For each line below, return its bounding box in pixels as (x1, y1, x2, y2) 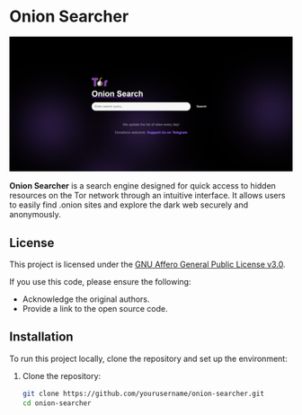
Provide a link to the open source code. (22, 303, 168, 313)
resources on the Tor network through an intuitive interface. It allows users (9, 190, 286, 201)
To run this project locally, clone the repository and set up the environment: (9, 353, 288, 364)
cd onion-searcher (22, 398, 92, 408)
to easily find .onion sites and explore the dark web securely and (9, 199, 249, 210)
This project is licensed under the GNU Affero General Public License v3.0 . (9, 259, 286, 269)
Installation (9, 330, 74, 345)
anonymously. (9, 209, 61, 220)
